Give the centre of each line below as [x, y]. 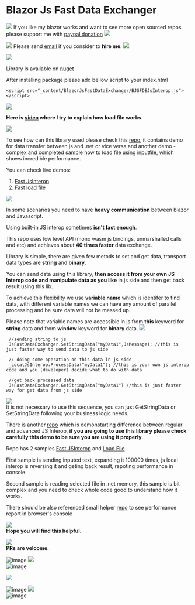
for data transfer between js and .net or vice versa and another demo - [91, 146]
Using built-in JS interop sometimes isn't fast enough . [72, 227]
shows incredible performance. [43, 158]
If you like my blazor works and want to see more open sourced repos [97, 27]
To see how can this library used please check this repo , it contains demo [95, 140]
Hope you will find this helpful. [44, 531]
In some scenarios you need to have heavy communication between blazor [97, 210]
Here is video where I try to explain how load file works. [74, 117]
